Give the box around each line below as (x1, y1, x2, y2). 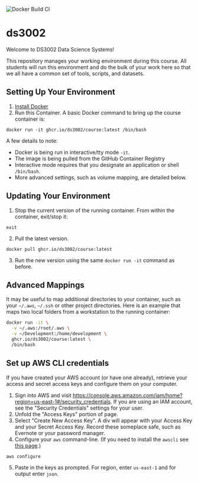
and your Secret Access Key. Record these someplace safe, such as (14, 423, 181, 430)
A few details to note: (6, 137, 58, 144)
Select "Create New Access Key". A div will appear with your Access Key (14, 417, 193, 424)
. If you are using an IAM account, (110, 398, 193, 405)
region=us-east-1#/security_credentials (14, 398, 111, 405)
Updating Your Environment (6, 191, 111, 201)
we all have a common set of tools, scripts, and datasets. (6, 70, 145, 77)
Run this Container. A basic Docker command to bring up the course (14, 109, 181, 116)
